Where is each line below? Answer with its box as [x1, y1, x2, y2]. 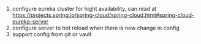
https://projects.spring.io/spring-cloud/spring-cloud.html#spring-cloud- [12, 11, 195, 19]
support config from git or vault [12, 31, 92, 38]
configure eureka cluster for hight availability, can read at [12, 5, 157, 12]
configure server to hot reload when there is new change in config [12, 24, 180, 31]
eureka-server [12, 18, 49, 25]
